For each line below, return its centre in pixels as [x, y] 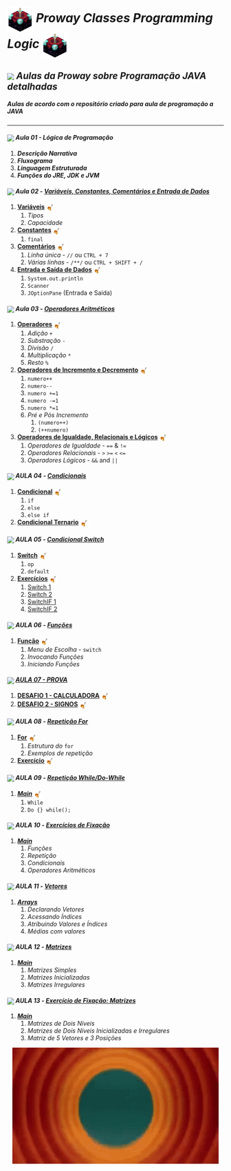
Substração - [46, 340]
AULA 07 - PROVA [42, 679]
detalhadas [32, 86]
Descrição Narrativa [47, 153]
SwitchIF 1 [42, 602]
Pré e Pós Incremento [58, 414]
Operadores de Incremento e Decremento [78, 370]
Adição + [40, 333]
